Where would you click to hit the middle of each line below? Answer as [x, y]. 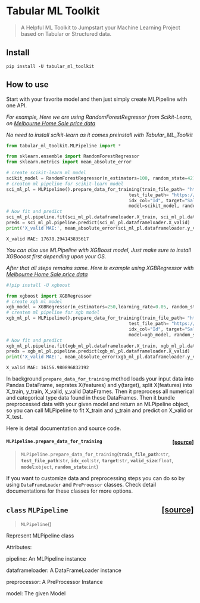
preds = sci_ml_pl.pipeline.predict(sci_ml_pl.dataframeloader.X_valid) [98, 223]
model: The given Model [36, 593]
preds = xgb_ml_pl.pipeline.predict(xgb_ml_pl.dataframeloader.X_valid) [98, 351]
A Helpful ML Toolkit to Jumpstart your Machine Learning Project [100, 27]
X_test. [15, 417]
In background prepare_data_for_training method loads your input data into [100, 379]
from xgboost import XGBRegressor [49, 296]
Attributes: [19, 548]
